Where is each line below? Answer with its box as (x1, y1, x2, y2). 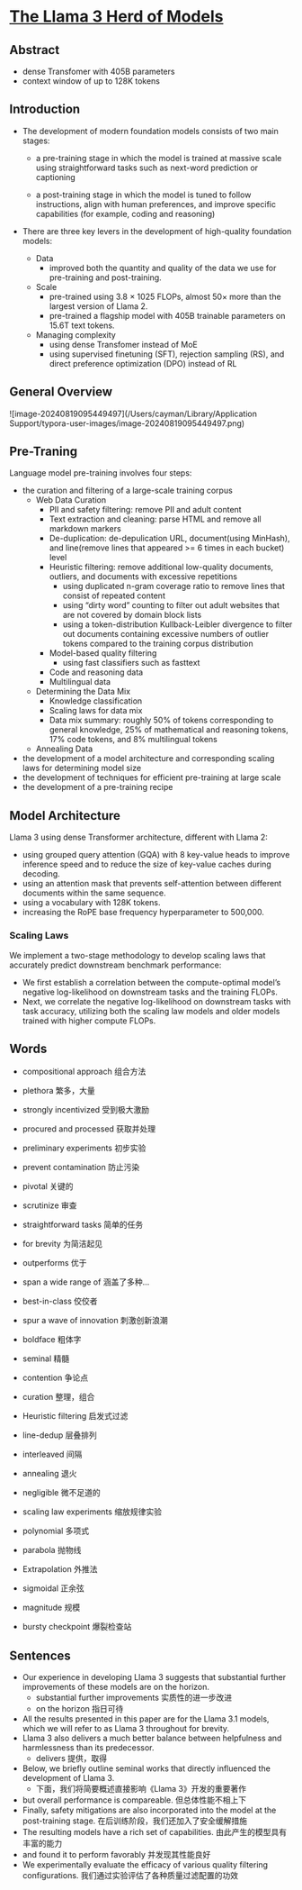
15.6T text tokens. (49, 320, 115, 331)
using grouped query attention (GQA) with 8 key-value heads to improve (22, 850, 290, 860)
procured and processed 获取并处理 (22, 1123, 156, 1134)
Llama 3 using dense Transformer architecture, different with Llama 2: (9, 831, 268, 843)
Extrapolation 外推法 (22, 1564, 98, 1575)
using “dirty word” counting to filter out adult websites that (62, 600, 280, 611)
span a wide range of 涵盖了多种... (22, 1277, 150, 1287)
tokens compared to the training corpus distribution (62, 638, 253, 650)
